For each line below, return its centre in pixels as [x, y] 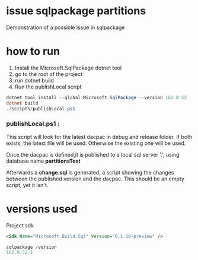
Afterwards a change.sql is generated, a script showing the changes [90, 172]
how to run [33, 51]
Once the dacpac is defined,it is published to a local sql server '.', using [93, 154]
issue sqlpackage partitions [76, 11]
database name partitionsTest [44, 161]
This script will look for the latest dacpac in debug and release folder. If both [99, 137]
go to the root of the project [49, 74]
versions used [42, 209]
